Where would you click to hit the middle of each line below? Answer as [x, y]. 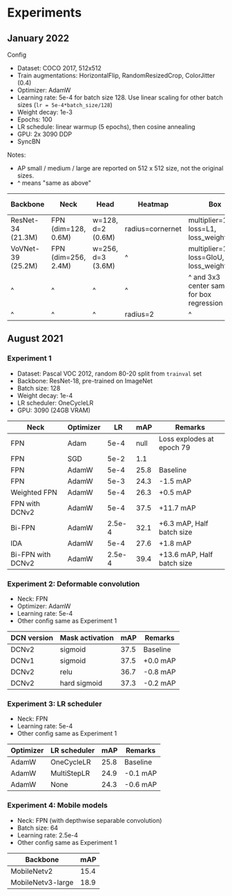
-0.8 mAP [159, 672]
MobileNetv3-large [42, 882]
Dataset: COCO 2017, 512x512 [59, 68]
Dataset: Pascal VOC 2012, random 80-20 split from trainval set [109, 373]
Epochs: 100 [35, 119]
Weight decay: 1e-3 [45, 112]
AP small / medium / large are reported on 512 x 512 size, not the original [120, 168]
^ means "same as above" [54, 183]
